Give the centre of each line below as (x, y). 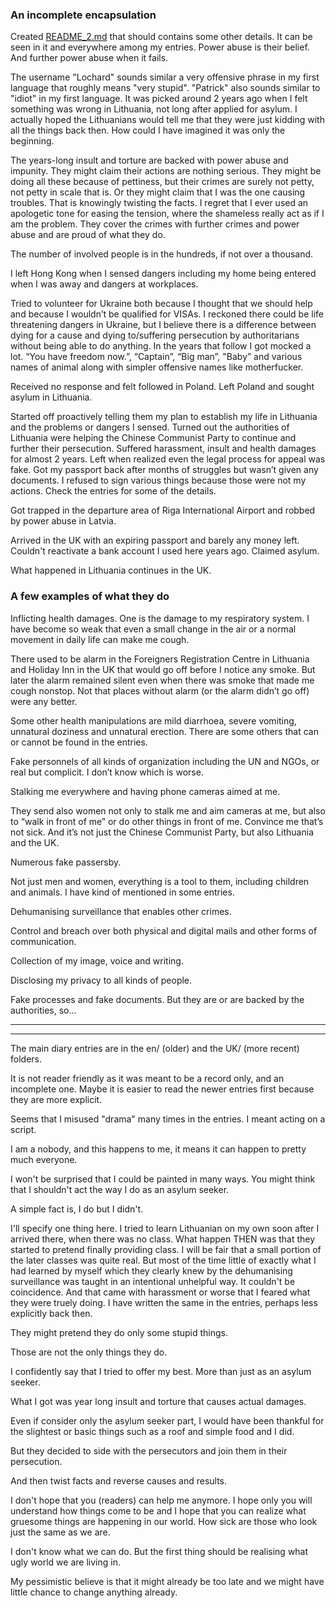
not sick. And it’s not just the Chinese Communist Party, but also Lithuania (162, 832)
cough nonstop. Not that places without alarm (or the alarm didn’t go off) (160, 690)
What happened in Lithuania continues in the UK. (111, 570)
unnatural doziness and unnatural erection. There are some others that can (164, 731)
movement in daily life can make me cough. (100, 639)
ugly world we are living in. (65, 1562)
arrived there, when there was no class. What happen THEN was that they (163, 1239)
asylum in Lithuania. (51, 397)
